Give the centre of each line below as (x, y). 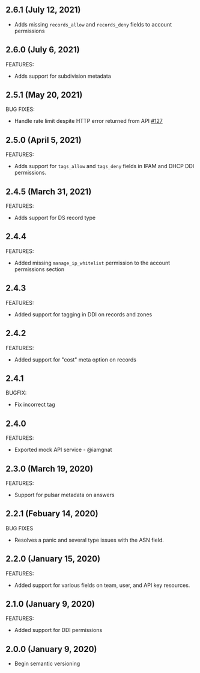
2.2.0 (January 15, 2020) (53, 559)
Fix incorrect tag (35, 405)
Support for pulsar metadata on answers (64, 495)
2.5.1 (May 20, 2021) (44, 95)
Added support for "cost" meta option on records (75, 359)
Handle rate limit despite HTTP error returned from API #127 (88, 121)
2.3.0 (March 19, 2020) (50, 468)
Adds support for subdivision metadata (63, 76)
